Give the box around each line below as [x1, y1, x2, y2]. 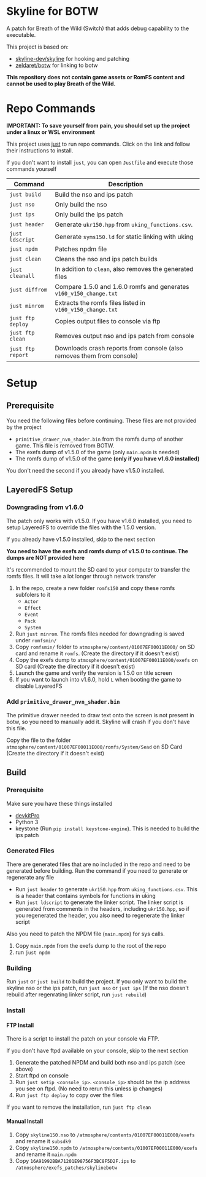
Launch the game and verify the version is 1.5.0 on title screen [15, 669, 172, 677]
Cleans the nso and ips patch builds [55, 254, 158, 263]
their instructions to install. [6, 146, 74, 154]
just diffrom [9, 286, 48, 293]
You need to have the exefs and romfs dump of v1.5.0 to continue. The [6, 547, 189, 554]
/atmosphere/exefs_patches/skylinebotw [15, 1165, 118, 1171]
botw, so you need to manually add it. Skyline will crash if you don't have [6, 718, 190, 725]
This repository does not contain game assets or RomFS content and [6, 73, 185, 81]
